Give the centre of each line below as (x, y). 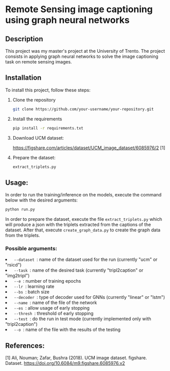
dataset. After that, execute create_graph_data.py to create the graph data (83, 230)
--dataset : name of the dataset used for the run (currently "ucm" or (86, 259)
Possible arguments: (31, 249)
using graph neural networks (67, 20)
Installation (23, 78)
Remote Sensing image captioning (79, 9)
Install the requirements (37, 119)
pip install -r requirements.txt (48, 128)
